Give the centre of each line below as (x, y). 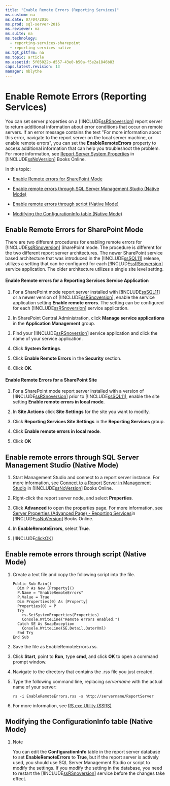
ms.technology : (21, 39)
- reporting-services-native (41, 48)
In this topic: (18, 169)
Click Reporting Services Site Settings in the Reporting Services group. (89, 422)
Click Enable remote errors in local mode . (57, 431)
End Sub (21, 637)
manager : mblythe (24, 72)
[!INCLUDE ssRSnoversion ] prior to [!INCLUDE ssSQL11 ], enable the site (86, 396)
